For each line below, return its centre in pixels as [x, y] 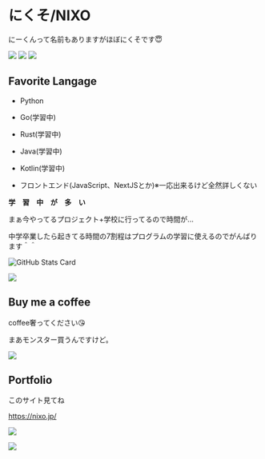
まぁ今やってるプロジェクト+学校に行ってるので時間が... [101, 219]
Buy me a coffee [50, 303]
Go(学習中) [38, 117]
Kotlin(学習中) [42, 168]
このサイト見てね [36, 401]
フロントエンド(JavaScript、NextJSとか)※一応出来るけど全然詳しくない [139, 185]
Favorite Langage [53, 81]
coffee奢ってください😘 [47, 322]
